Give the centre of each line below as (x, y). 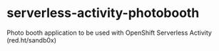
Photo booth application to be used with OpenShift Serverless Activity (109, 33)
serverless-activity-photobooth (103, 13)
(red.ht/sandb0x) (32, 40)
